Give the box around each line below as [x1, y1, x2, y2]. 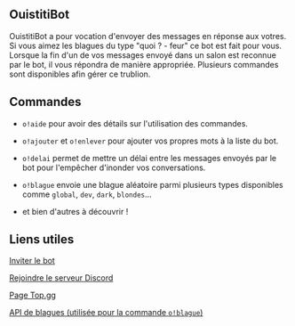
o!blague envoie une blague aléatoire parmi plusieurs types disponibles [21, 179, 283, 190]
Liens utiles [9, 232, 75, 248]
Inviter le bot [9, 256, 55, 266]
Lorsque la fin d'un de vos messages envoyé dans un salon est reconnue [9, 49, 277, 61]
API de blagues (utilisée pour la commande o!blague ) [9, 307, 203, 318]
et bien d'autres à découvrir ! [21, 206, 129, 216]
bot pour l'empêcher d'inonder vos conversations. [21, 162, 206, 173]
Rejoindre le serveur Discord [9, 273, 114, 283]
